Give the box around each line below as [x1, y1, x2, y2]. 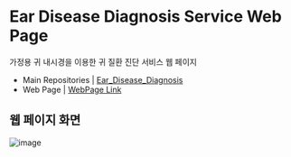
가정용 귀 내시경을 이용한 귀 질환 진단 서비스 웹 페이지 [9, 56, 197, 67]
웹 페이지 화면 [9, 113, 81, 128]
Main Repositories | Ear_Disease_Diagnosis [22, 74, 183, 85]
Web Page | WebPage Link [22, 84, 122, 95]
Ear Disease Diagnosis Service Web [9, 6, 282, 27]
